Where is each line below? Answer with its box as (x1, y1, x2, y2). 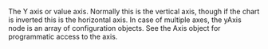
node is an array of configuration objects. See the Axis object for (8, 24, 221, 32)
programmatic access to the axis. (8, 32, 118, 41)
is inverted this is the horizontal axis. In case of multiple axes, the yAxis (8, 15, 242, 24)
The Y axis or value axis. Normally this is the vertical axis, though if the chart (8, 7, 260, 16)
